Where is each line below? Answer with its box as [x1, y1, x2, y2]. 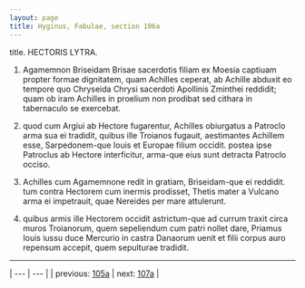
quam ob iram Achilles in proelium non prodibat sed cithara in [22, 92, 252, 104]
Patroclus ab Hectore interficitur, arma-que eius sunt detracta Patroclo [22, 149, 287, 159]
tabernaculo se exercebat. [22, 102, 121, 113]
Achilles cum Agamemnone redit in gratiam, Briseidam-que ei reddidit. [22, 176, 286, 187]
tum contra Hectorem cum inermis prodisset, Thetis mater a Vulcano [22, 186, 280, 197]
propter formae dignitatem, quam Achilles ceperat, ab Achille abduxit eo [22, 73, 292, 84]
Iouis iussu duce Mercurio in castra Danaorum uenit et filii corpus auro [22, 232, 286, 243]
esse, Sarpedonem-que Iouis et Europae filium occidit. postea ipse [22, 139, 272, 150]
